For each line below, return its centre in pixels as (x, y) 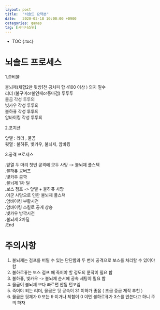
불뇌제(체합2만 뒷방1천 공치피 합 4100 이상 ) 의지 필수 (55, 87)
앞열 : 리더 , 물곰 (21, 138)
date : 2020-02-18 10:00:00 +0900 (41, 18)
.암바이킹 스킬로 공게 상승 (29, 207)
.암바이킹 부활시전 (22, 201)
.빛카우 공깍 (16, 177)
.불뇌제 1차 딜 (18, 183)
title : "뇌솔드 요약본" (27, 14)
